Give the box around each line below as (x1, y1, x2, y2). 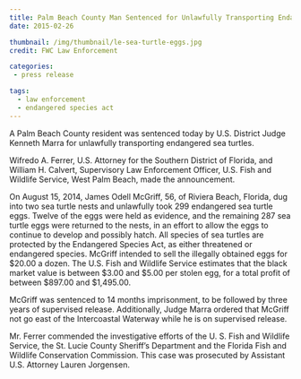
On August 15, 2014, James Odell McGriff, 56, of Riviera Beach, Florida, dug (9, 191, 288, 202)
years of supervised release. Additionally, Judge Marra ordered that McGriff (9, 304, 289, 314)
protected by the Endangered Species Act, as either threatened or (9, 238, 253, 249)
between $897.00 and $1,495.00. (9, 277, 132, 288)
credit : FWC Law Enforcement (9, 46, 118, 55)
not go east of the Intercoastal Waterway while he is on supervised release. (9, 313, 288, 323)
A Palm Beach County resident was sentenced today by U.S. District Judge (9, 127, 287, 139)
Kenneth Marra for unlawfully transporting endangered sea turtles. (9, 137, 254, 148)
